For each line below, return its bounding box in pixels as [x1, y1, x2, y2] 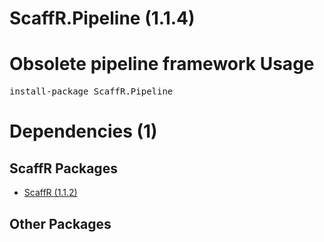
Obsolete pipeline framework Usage [9, 53, 315, 76]
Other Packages [9, 215, 112, 232]
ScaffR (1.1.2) [23, 187, 78, 199]
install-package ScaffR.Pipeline [9, 86, 174, 97]
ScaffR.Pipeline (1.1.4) [9, 7, 196, 30]
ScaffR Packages [9, 160, 118, 177]
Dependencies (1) [9, 120, 158, 143]
